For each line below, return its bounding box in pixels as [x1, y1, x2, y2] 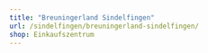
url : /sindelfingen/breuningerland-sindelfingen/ [9, 22, 200, 31]
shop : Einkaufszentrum [9, 30, 95, 39]
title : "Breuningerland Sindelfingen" [9, 13, 155, 22]
